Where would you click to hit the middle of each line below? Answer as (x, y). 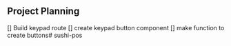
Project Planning (43, 11)
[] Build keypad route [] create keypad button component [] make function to (116, 27)
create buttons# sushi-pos (45, 35)
